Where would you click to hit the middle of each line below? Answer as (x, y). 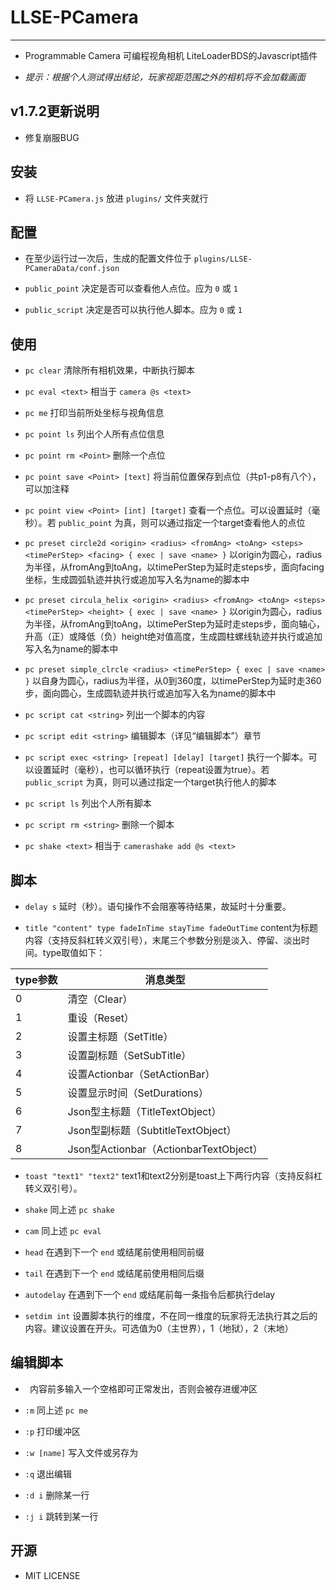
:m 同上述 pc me (56, 1410)
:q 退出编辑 (48, 1473)
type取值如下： (74, 952)
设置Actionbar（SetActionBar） (141, 1074)
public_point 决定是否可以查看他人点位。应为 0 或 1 (131, 288)
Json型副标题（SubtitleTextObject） (152, 1130)
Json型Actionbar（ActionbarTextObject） (165, 1149)
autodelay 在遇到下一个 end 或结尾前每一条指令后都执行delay (150, 1294)
